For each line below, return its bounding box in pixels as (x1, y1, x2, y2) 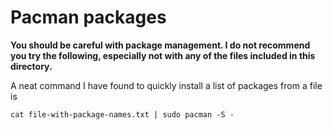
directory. (10, 60, 53, 72)
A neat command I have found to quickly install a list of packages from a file (10, 79, 323, 91)
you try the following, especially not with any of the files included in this (10, 49, 316, 61)
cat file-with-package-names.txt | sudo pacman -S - (10, 109, 235, 120)
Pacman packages (10, 6, 167, 29)
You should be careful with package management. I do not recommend (10, 39, 311, 51)
